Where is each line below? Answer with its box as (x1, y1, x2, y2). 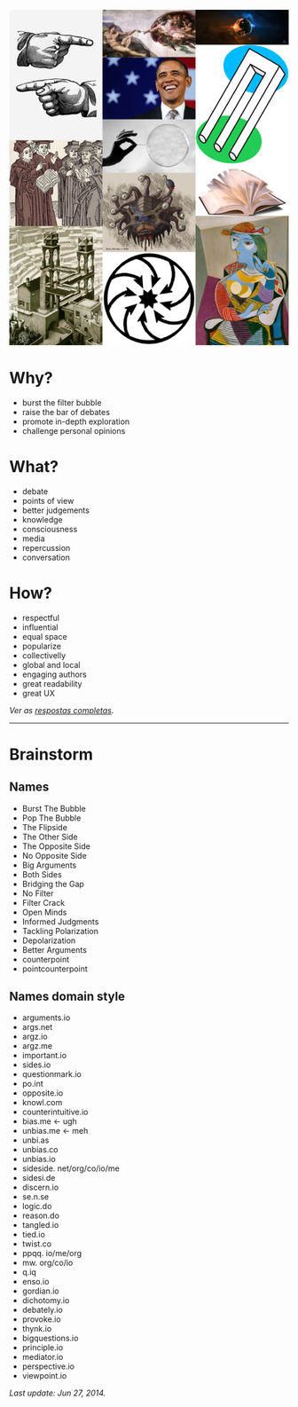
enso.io (21, 1277, 50, 1287)
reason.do (21, 1210, 60, 1221)
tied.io (21, 1230, 46, 1240)
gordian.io (21, 1285, 59, 1296)
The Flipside (21, 821, 68, 832)
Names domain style (9, 989, 126, 1003)
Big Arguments (21, 860, 77, 870)
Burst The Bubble (21, 803, 86, 814)
